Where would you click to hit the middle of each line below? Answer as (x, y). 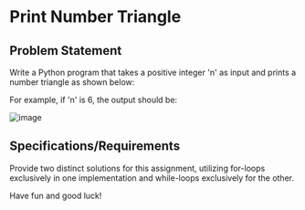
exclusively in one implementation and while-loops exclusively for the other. (152, 178)
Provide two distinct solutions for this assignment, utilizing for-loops (137, 168)
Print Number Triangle (95, 17)
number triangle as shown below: (72, 82)
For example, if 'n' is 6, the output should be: (94, 100)
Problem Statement (66, 51)
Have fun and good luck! (56, 195)
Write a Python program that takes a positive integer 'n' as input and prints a (153, 72)
